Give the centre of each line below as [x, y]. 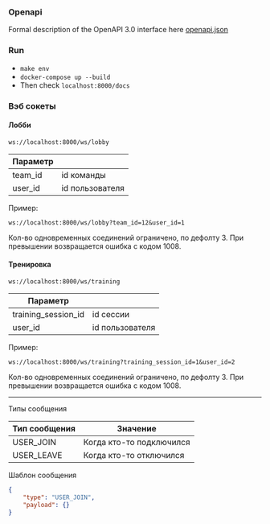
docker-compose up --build [65, 77]
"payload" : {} [46, 505]
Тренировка [30, 265]
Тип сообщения [44, 428]
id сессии [111, 314]
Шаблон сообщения [43, 475]
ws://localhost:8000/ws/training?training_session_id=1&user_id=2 [122, 362]
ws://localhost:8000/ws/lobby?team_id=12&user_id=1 [96, 223]
